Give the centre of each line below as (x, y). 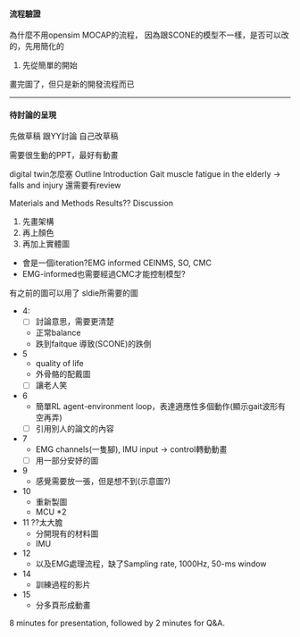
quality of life (59, 364)
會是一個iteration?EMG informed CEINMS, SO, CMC (117, 263)
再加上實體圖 (46, 244)
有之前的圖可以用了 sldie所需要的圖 (74, 293)
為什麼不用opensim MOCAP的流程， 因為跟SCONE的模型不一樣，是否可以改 (150, 35)
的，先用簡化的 (37, 46)
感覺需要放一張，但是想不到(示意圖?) (103, 481)
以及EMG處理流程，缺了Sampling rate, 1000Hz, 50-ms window (151, 564)
